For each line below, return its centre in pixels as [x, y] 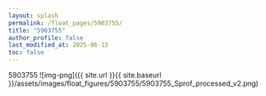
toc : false [26, 52]
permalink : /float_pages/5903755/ [66, 23]
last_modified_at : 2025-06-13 [59, 45]
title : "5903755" [37, 30]
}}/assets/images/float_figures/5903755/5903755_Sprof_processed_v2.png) [133, 83]
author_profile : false [46, 38]
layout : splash [33, 15]
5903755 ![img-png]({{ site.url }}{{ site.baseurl [85, 75]
